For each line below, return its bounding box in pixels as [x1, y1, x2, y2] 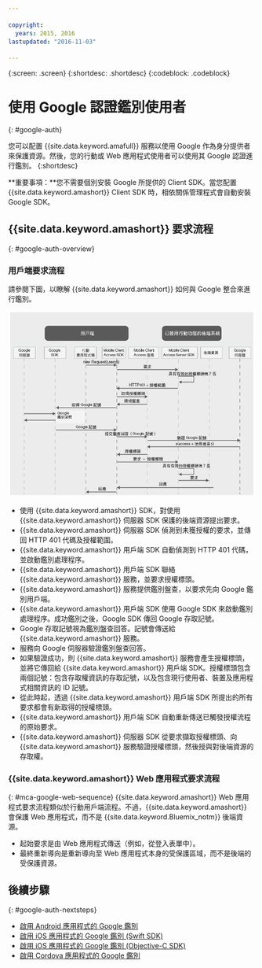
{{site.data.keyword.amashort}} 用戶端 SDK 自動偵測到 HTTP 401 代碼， [19, 545, 253, 554]
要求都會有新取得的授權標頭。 [19, 702, 116, 711]
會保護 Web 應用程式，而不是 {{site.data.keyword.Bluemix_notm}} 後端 [8, 811, 237, 822]
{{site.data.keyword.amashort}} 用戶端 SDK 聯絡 [19, 564, 176, 574]
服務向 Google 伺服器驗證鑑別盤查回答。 [19, 643, 151, 652]
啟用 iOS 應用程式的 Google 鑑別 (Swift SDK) [19, 931, 163, 940]
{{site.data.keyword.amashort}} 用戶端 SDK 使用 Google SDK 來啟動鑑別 [19, 604, 253, 613]
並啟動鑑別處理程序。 [19, 555, 89, 564]
